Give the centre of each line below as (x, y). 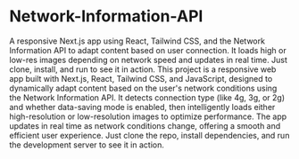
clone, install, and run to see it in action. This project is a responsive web (143, 69)
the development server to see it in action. (87, 145)
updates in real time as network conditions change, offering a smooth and (145, 125)
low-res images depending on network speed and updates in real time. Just (148, 60)
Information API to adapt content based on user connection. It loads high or (148, 50)
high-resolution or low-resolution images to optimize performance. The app (148, 116)
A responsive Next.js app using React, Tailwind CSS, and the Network (137, 41)
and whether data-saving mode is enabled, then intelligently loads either (142, 107)
